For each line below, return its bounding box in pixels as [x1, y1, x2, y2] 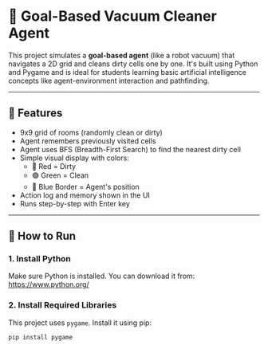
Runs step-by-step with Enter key [19, 198, 130, 208]
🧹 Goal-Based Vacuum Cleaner [8, 7, 217, 25]
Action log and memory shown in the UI [19, 190, 150, 200]
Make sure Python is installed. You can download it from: [8, 271, 195, 281]
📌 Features [8, 107, 63, 120]
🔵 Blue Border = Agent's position [31, 182, 140, 191]
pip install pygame [8, 333, 73, 341]
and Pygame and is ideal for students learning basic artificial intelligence [8, 67, 247, 76]
